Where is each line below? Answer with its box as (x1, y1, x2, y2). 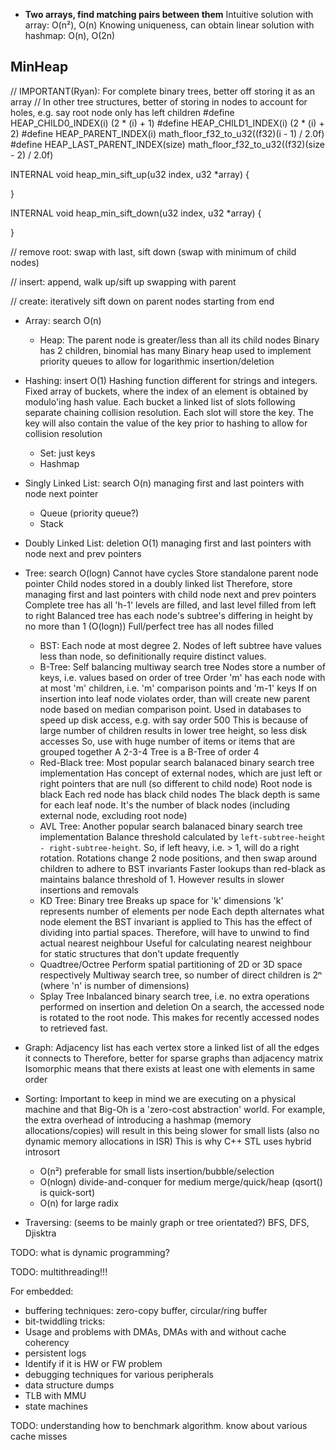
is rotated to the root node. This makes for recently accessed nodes (39, 1011, 320, 1023)
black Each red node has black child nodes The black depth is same (39, 788, 321, 800)
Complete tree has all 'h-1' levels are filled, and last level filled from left (24, 599, 317, 611)
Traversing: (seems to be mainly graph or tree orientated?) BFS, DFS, (24, 1216, 310, 1228)
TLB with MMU (24, 1389, 87, 1401)
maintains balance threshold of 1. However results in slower (39, 873, 285, 885)
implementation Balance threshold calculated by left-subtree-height (39, 830, 326, 843)
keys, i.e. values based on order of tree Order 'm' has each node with (39, 671, 326, 683)
